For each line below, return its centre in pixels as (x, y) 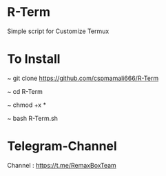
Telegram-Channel (62, 146)
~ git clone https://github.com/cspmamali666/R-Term (83, 78)
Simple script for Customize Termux (58, 31)
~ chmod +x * (27, 105)
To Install (34, 59)
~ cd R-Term (25, 91)
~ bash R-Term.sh (33, 118)
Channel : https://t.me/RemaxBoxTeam (62, 165)
